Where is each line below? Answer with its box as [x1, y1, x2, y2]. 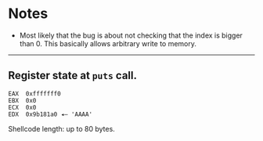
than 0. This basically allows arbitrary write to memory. [19, 38, 197, 48]
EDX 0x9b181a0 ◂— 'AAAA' [8, 110, 92, 118]
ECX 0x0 [8, 103, 37, 111]
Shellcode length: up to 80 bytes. [8, 124, 115, 133]
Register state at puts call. [8, 69, 137, 82]
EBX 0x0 [8, 96, 37, 104]
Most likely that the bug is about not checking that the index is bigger [19, 31, 243, 40]
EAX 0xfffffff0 [8, 89, 61, 98]
